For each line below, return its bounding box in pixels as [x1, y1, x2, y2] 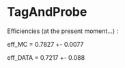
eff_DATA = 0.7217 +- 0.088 [7, 53, 85, 62]
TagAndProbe [7, 4, 87, 20]
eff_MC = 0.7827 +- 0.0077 [7, 40, 84, 48]
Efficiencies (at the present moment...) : [7, 27, 118, 35]
